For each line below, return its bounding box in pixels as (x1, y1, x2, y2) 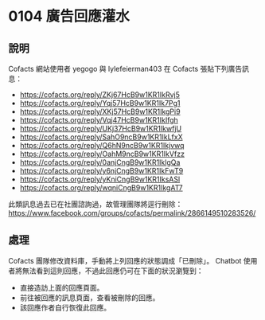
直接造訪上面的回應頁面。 (19, 283, 104, 292)
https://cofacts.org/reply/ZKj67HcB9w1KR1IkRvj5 (19, 90, 181, 100)
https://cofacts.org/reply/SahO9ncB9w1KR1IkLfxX (19, 132, 183, 142)
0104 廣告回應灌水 (8, 7, 130, 25)
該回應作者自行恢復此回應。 (19, 302, 111, 312)
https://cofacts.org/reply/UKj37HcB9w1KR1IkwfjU (19, 124, 181, 133)
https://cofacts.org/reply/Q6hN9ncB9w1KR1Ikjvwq (19, 141, 185, 150)
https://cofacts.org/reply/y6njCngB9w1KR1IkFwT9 (19, 166, 184, 175)
